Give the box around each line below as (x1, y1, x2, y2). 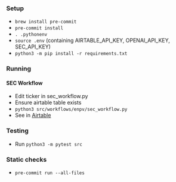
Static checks (6, 155, 47, 163)
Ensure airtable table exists (14, 99, 82, 106)
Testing (6, 127, 29, 135)
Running (6, 65, 32, 73)
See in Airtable (14, 112, 51, 119)
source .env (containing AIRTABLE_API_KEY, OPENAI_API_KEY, (14, 37, 170, 44)
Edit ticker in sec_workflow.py (14, 93, 88, 100)
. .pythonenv (14, 32, 48, 38)
